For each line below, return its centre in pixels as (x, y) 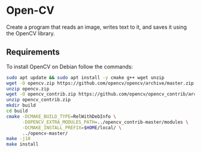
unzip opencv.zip (28, 89)
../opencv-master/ (45, 133)
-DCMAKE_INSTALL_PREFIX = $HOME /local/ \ (71, 127)
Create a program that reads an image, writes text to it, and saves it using (97, 27)
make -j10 (19, 139)
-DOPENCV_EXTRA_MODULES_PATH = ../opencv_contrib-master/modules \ (105, 122)
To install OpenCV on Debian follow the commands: (70, 66)
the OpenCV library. (31, 33)
